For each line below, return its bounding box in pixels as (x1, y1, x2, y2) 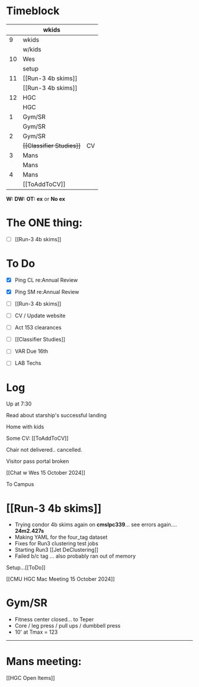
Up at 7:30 (6, 400, 32, 407)
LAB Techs (14, 360, 41, 367)
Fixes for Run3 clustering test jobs (14, 540, 99, 547)
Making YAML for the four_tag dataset (14, 533, 108, 541)
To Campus (6, 481, 34, 488)
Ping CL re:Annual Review (14, 276, 78, 283)
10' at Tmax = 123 (14, 628, 58, 635)
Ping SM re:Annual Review (14, 288, 79, 295)
